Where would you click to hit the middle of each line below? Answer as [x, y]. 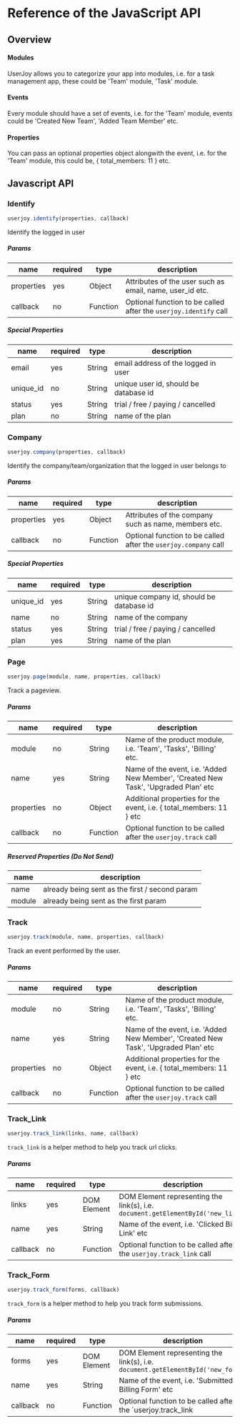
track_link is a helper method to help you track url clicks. [92, 1147]
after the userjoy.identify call [177, 311]
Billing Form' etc [146, 1390]
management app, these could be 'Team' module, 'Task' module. [103, 81]
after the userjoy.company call [175, 544]
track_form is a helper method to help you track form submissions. [105, 1304]
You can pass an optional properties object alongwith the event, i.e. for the [117, 153]
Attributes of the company [169, 514]
